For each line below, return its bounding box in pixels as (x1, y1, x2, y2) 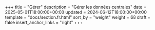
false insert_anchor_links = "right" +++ (5, 19, 83, 25)
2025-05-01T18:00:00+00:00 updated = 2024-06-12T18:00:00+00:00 (5, 9, 147, 15)
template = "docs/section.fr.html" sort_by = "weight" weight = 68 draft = (5, 15, 151, 20)
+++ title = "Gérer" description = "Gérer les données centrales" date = (5, 4, 147, 10)
